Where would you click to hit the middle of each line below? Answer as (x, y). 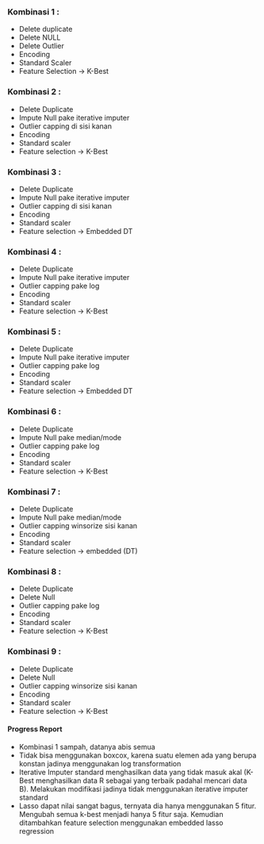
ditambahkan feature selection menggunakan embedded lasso (121, 823)
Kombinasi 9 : (34, 651)
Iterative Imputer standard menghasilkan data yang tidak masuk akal (130, 772)
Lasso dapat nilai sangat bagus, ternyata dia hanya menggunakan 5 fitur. (138, 806)
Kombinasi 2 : (34, 92)
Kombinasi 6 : (34, 412)
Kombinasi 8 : (34, 572)
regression (36, 831)
